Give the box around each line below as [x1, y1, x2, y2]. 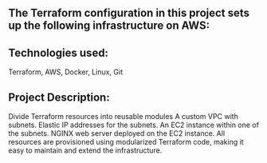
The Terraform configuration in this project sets [8, 6, 249, 20]
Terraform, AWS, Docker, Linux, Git [8, 67, 124, 77]
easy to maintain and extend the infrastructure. [8, 145, 163, 155]
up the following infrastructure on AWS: [8, 19, 210, 33]
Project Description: [8, 90, 110, 104]
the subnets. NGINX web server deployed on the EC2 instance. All [8, 129, 226, 138]
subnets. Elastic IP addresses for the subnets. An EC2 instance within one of [8, 120, 259, 130]
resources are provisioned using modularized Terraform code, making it [8, 137, 245, 147]
